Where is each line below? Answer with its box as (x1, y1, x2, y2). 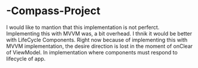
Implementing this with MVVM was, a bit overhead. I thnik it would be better (6, 30, 193, 37)
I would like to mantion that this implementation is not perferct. (6, 24, 160, 31)
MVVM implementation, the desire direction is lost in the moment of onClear (6, 43, 193, 50)
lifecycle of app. (6, 55, 46, 62)
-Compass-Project (6, 4, 101, 18)
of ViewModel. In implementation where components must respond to (6, 48, 178, 56)
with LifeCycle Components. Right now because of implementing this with (6, 36, 188, 43)
